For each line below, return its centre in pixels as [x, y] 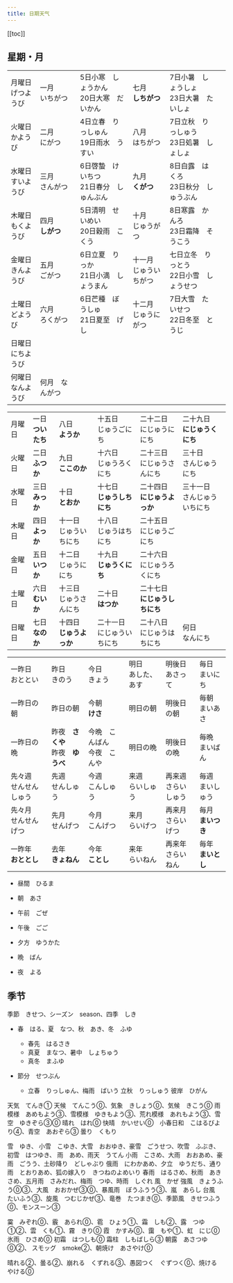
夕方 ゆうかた [38, 942]
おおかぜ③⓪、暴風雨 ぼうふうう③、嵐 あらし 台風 [135, 1190]
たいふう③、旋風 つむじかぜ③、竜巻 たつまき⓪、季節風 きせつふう [114, 1199]
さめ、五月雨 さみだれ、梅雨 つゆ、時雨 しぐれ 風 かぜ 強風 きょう [112, 1181]
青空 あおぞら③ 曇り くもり [72, 1131]
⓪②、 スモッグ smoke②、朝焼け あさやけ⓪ [80, 1248]
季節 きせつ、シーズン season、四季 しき [72, 1014]
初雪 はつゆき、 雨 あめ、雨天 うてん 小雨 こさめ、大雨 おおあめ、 [112, 1155]
